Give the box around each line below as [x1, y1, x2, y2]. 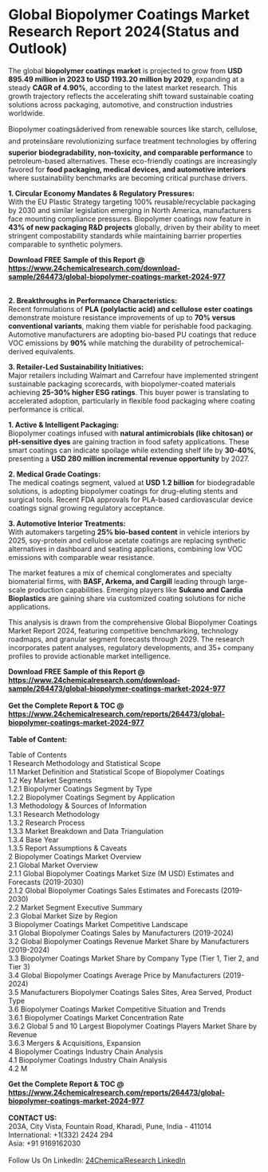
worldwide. [8, 108, 45, 117]
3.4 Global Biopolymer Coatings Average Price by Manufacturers [8, 970, 221, 980]
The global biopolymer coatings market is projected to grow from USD [8, 65, 243, 75]
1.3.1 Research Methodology [8, 809, 100, 819]
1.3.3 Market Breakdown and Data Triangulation [8, 826, 164, 835]
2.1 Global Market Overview [8, 860, 98, 870]
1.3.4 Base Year [8, 835, 60, 844]
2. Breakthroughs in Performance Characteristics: [8, 295, 178, 305]
